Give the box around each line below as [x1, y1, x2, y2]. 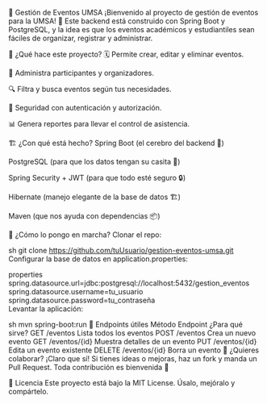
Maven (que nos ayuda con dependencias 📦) [8, 211, 161, 221]
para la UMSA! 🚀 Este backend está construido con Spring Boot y [8, 16, 226, 26]
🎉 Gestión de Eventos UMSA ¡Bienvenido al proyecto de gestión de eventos [8, 8, 259, 17]
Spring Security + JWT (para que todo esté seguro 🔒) [8, 173, 186, 182]
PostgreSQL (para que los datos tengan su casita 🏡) [8, 157, 181, 166]
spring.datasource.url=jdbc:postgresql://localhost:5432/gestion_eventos [8, 278, 250, 288]
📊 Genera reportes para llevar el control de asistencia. [8, 119, 190, 128]
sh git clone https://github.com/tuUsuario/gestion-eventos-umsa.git [8, 246, 234, 255]
